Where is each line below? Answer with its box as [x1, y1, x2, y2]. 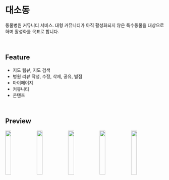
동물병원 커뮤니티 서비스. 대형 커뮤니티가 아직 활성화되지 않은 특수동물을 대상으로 [5, 22, 164, 28]
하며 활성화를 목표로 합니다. [5, 28, 60, 34]
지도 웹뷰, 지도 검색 [12, 67, 50, 73]
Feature [5, 53, 30, 62]
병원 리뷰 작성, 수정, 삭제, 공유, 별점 [12, 73, 82, 79]
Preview [5, 117, 32, 126]
